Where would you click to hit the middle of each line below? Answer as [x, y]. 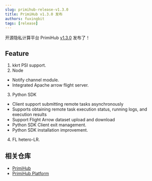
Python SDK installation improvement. [50, 130]
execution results [29, 114]
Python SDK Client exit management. [49, 125]
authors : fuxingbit [25, 19]
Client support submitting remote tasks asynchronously [68, 104]
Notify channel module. [36, 80]
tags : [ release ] [21, 23]
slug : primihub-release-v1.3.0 [37, 10]
